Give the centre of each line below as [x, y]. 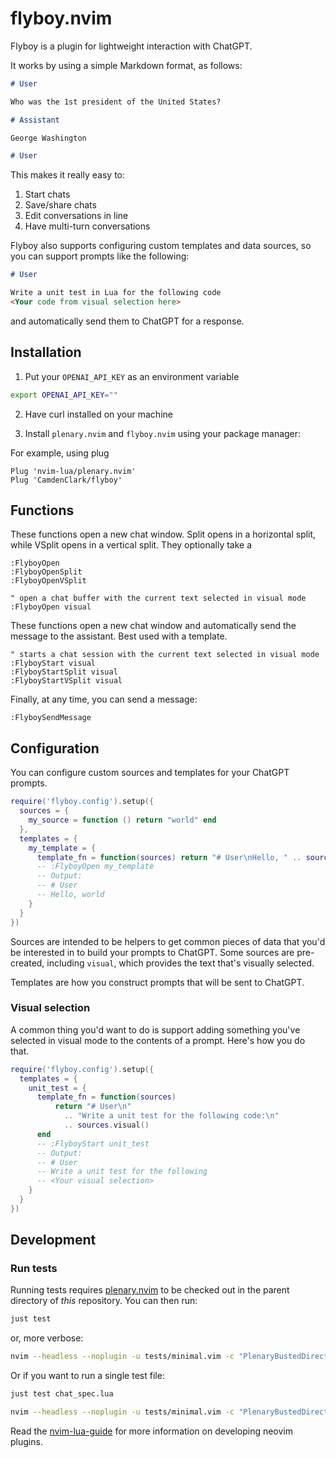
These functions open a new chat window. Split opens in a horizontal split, [163, 534]
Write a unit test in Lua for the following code [116, 293]
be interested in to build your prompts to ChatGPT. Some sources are [152, 952]
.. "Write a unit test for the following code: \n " [171, 1116]
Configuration [55, 748]
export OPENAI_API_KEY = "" [64, 395]
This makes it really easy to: [68, 175]
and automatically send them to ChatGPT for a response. [127, 321]
